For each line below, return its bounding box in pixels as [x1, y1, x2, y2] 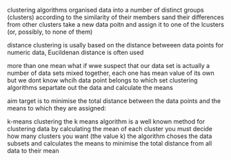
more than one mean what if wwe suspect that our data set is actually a [7, 62, 210, 69]
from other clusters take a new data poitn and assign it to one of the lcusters [7, 21, 224, 28]
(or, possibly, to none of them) [7, 27, 93, 36]
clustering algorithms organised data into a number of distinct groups [7, 6, 205, 14]
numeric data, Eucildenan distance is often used [7, 48, 144, 56]
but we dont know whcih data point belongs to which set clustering [7, 76, 198, 84]
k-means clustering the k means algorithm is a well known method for [7, 117, 205, 126]
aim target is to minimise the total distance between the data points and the [7, 97, 221, 105]
